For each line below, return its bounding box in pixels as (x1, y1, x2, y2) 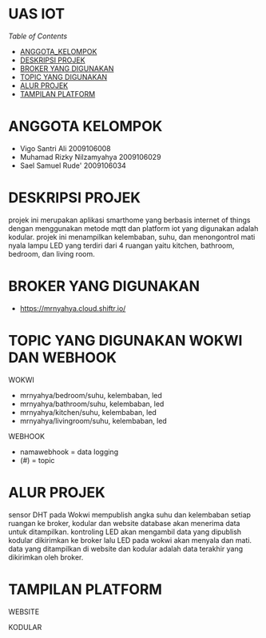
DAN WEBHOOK (8, 349, 117, 366)
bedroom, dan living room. (8, 249, 95, 258)
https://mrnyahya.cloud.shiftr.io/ (19, 303, 126, 313)
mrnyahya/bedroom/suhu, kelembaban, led (19, 390, 162, 400)
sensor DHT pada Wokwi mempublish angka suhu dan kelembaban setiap (8, 509, 252, 520)
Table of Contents (8, 31, 68, 41)
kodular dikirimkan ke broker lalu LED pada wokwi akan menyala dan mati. (8, 535, 252, 544)
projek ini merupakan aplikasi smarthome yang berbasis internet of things (8, 215, 251, 225)
